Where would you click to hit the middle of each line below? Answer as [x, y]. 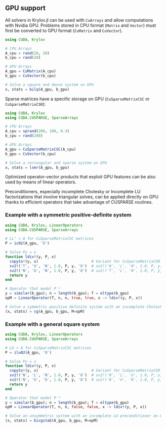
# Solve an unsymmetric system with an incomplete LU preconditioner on [82, 416]
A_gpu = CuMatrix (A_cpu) [31, 71]
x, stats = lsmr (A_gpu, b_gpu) [37, 168]
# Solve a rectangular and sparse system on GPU [56, 163]
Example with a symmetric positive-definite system [68, 215]
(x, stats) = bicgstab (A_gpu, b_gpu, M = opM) [52, 421]
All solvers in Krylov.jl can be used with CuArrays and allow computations [79, 20]
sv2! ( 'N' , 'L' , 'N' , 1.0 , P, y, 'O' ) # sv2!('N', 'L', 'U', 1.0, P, [83, 375]
